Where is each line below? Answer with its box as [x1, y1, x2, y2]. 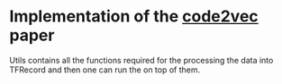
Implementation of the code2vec [9, 6, 259, 27]
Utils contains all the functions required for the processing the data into [9, 55, 274, 65]
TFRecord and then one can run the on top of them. [9, 64, 201, 75]
